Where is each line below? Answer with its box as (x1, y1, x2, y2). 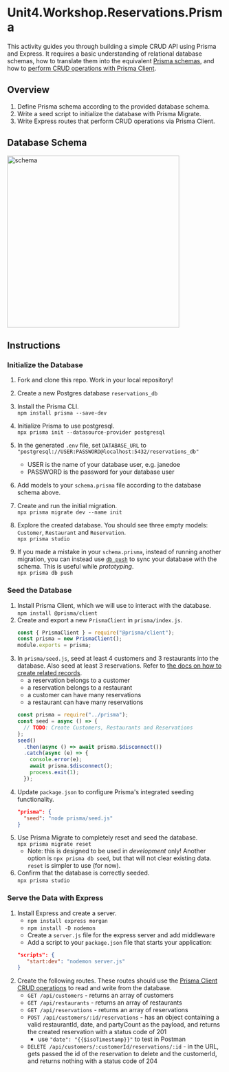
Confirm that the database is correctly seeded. (17, 868, 150, 877)
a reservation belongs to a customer (27, 676, 131, 685)
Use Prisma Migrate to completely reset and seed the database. (17, 833, 198, 842)
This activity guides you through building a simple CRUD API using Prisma (7, 42, 217, 50)
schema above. (17, 488, 61, 496)
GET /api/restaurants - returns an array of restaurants (27, 998, 182, 1007)
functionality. (17, 795, 54, 803)
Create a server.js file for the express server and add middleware (27, 930, 215, 939)
